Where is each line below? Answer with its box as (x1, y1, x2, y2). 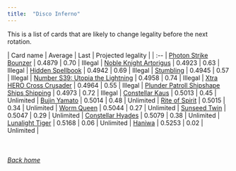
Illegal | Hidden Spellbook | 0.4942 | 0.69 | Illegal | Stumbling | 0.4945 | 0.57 (7, 66, 230, 74)
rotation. (7, 37, 32, 46)
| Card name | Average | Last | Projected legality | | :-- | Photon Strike (7, 51, 208, 59)
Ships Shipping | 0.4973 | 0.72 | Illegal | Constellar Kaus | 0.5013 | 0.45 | (7, 88, 217, 97)
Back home (7, 156, 41, 165)
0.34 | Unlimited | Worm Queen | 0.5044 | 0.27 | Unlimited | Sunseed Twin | (7, 103, 226, 112)
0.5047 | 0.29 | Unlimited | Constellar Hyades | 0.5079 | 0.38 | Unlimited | (7, 111, 220, 119)
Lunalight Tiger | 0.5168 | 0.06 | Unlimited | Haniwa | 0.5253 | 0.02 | (7, 118, 203, 127)
